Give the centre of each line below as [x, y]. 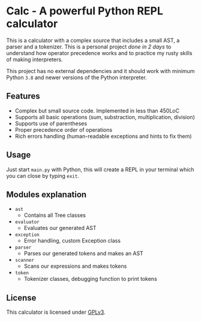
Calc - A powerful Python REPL [85, 11]
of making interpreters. [34, 59]
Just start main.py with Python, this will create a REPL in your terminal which [100, 169]
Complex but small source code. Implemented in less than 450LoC [97, 110]
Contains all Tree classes [55, 215]
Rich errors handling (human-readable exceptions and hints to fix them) [103, 136]
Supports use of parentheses [51, 123]
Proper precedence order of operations [64, 129]
